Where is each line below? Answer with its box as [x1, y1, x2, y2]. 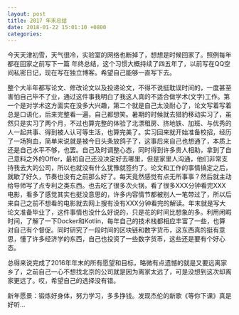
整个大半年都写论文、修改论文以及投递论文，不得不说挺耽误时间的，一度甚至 [7, 83, 232, 92]
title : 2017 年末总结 [7, 17, 68, 24]
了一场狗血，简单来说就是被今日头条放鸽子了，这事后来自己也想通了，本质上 [7, 137, 232, 146]
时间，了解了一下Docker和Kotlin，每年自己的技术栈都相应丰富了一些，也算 [7, 217, 226, 225]
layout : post [7, 10, 46, 18]
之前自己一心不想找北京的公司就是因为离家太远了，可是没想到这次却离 [26, 267, 232, 276]
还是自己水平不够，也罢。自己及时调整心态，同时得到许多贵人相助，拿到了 [7, 146, 225, 154]
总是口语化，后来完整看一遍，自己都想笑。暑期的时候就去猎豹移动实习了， [7, 110, 225, 119]
